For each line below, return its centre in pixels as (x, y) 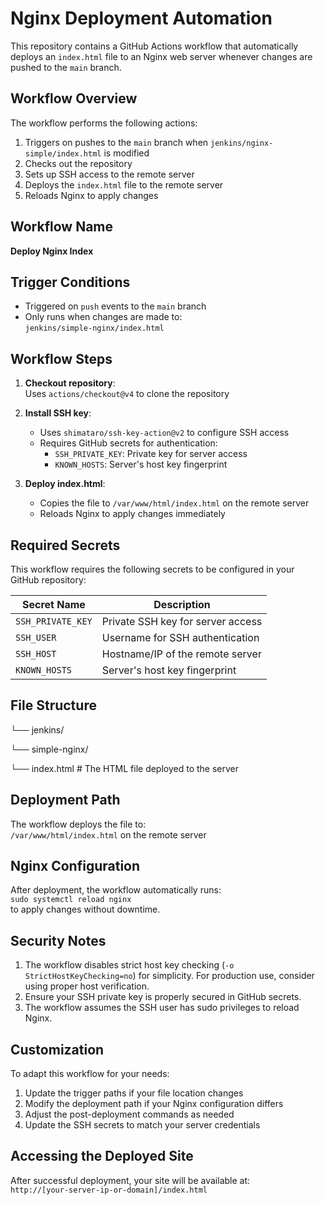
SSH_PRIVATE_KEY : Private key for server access (151, 454)
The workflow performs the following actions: (104, 123)
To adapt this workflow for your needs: (90, 1074)
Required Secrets (65, 545)
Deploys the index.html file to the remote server (124, 184)
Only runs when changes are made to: (103, 317)
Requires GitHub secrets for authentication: (128, 443)
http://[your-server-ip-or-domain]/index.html (109, 1190)
